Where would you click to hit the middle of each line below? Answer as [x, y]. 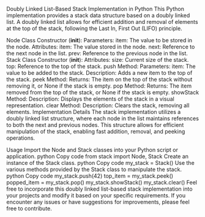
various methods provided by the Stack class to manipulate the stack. [94, 169]
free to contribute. [29, 208]
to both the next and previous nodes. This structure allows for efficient [95, 125]
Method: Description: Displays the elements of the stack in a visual [90, 99]
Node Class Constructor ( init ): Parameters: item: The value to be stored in [99, 40]
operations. [21, 138]
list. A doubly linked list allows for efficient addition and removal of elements [102, 22]
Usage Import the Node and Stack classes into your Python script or [92, 150]
